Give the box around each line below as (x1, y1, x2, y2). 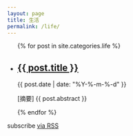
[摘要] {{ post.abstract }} (17, 95, 88, 103)
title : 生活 (7, 17, 39, 23)
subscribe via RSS (7, 122, 59, 130)
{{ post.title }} (17, 61, 79, 73)
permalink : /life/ (7, 23, 60, 30)
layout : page (7, 10, 45, 17)
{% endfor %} (17, 108, 57, 117)
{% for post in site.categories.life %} (17, 42, 121, 50)
